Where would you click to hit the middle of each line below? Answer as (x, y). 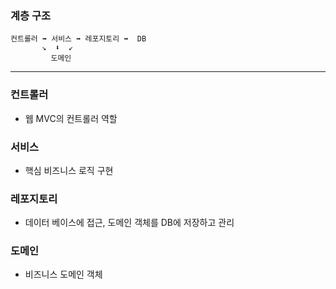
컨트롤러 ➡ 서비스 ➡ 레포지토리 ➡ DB (78, 39)
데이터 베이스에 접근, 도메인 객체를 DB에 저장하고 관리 (129, 223)
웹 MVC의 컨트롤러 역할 (71, 118)
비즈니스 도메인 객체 (63, 274)
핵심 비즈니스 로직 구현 (69, 170)
